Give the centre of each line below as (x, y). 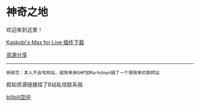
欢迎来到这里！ (24, 30)
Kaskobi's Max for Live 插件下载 (45, 42)
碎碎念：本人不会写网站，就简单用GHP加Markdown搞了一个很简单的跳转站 (83, 73)
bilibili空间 (18, 97)
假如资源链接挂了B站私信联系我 (45, 84)
